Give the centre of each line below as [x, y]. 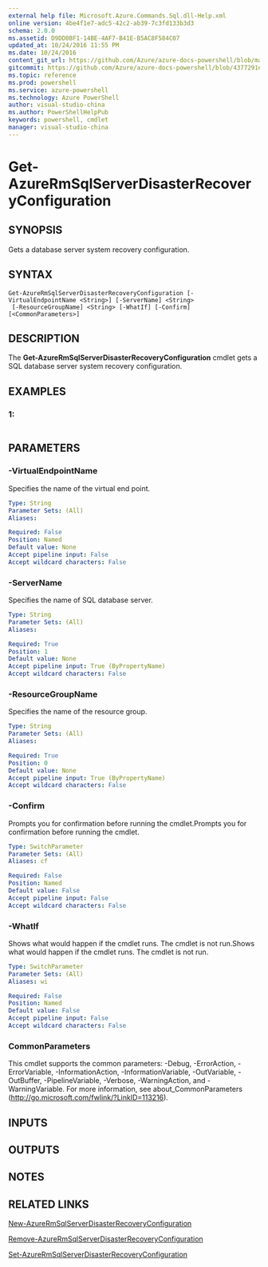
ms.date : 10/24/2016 [43, 53]
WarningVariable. [37, 1089]
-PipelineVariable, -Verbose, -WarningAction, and [124, 1081]
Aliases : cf [28, 861]
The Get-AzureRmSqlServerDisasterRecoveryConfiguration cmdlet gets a [133, 358]
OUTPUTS [34, 1150]
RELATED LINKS [49, 1204]
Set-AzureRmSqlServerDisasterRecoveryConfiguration [98, 1255]
